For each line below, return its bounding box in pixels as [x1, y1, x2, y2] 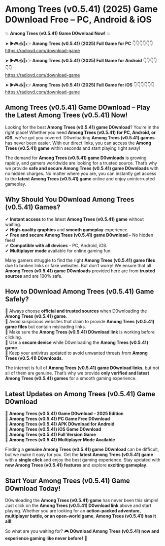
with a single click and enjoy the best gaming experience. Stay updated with [5, 457, 161, 463]
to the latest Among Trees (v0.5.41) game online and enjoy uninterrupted [5, 175, 155, 181]
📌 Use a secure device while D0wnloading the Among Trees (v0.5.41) [5, 339, 149, 345]
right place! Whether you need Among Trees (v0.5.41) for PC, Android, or [5, 129, 156, 135]
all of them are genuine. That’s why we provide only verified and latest [5, 370, 149, 376]
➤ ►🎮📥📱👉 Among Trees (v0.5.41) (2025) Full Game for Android [5, 57, 142, 63]
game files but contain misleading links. [5, 324, 86, 330]
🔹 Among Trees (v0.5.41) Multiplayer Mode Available [5, 437, 115, 443]
